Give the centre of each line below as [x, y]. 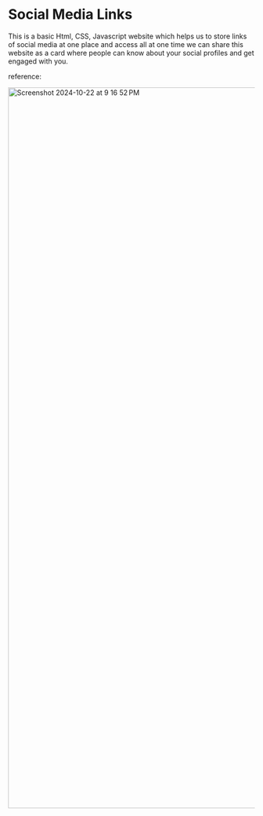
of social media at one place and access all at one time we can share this [126, 44]
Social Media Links [70, 15]
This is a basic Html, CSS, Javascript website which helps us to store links [128, 36]
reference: [25, 76]
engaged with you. [38, 61]
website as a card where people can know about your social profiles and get [131, 53]
